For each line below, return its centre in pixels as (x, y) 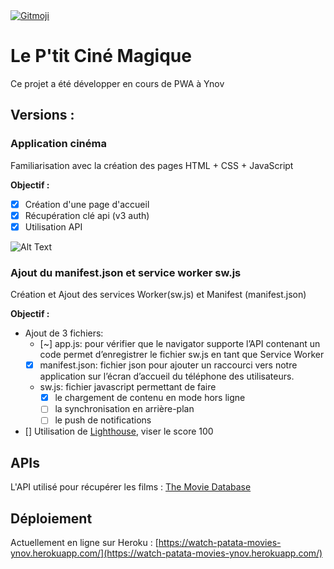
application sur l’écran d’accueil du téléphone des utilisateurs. (167, 376)
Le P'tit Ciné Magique (101, 56)
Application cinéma (58, 144)
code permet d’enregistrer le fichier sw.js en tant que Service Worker (182, 355)
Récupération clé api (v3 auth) (87, 215)
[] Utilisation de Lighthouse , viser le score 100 (119, 431)
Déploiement (51, 518)
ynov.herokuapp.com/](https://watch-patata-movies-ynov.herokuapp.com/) (166, 553)
